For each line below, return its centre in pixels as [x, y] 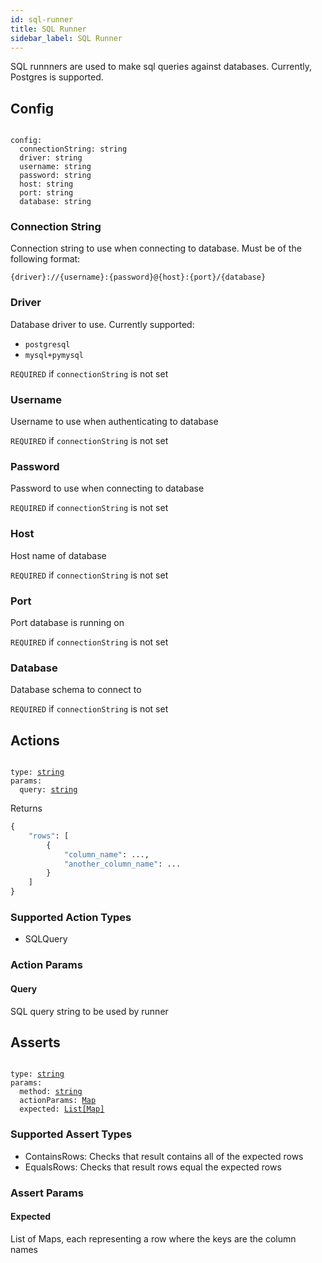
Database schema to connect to [76, 690]
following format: [45, 259]
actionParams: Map [58, 1101]
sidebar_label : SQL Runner [66, 38]
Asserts [35, 1042]
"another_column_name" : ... [122, 864]
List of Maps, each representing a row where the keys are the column [153, 1238]
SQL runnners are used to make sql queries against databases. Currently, [161, 67]
